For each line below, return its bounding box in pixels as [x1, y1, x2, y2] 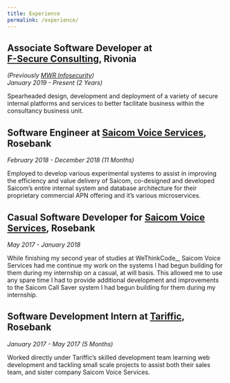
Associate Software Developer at [7, 42, 152, 54]
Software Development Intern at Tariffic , [7, 310, 185, 322]
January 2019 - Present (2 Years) [7, 79, 103, 87]
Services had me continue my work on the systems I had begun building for [7, 261, 223, 270]
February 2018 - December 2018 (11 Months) [7, 156, 134, 165]
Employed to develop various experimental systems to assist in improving [7, 169, 217, 178]
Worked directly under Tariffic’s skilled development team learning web [7, 353, 210, 362]
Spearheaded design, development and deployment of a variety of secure [7, 92, 218, 100]
